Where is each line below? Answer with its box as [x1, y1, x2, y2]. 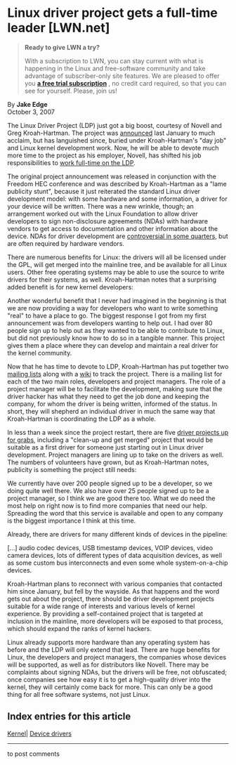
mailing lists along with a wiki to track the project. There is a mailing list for [7, 370, 223, 378]
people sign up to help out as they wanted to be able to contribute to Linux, [7, 326, 225, 334]
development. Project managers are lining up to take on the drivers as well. [7, 450, 224, 459]
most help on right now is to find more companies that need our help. [7, 501, 208, 510]
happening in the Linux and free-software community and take [24, 64, 206, 72]
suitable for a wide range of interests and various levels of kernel [7, 602, 195, 610]
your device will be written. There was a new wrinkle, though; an [7, 202, 195, 210]
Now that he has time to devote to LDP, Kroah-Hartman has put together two [7, 362, 229, 370]
